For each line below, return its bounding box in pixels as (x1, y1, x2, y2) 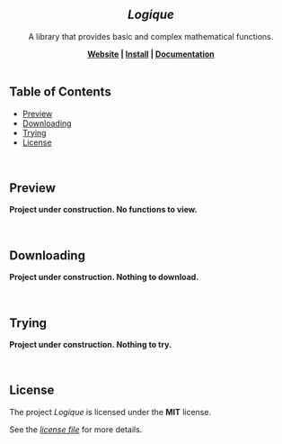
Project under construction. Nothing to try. (9, 340, 172, 350)
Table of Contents (9, 85, 112, 100)
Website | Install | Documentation (86, 49, 216, 59)
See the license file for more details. (9, 423, 143, 435)
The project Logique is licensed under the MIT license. (9, 406, 212, 417)
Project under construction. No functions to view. (9, 204, 198, 215)
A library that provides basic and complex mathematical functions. (28, 31, 274, 41)
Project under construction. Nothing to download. (9, 272, 199, 283)
